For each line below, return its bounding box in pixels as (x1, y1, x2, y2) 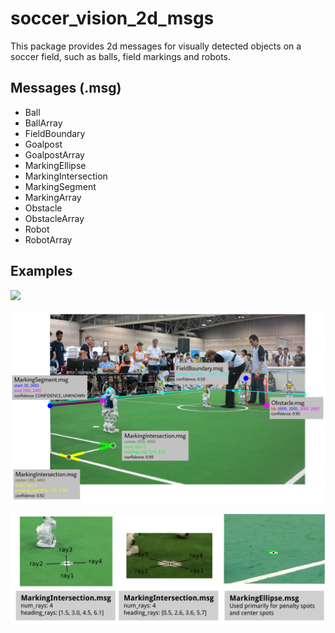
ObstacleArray (24, 212, 85, 224)
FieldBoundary (24, 127, 86, 139)
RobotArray (24, 233, 73, 246)
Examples (10, 263, 73, 280)
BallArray (24, 117, 63, 129)
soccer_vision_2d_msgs (10, 7, 215, 30)
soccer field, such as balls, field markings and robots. (10, 50, 232, 62)
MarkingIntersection (24, 170, 108, 182)
